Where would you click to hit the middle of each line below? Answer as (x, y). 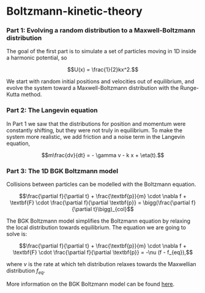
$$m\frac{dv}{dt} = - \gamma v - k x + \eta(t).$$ (103, 155)
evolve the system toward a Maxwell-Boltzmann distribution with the (93, 88)
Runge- (190, 88)
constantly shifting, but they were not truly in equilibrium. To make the (94, 130)
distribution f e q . (26, 272)
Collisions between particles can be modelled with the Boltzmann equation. (101, 184)
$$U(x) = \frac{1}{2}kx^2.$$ (103, 70)
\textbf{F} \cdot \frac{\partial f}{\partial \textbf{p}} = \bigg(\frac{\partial (100, 202)
